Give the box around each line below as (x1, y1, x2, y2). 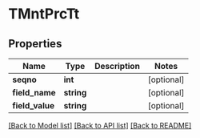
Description (94, 61, 140, 71)
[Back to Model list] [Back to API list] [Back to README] (8, 121, 192, 130)
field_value (12, 100, 54, 111)
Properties (8, 37, 62, 51)
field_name (12, 87, 56, 98)
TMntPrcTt (8, 5, 80, 23)
